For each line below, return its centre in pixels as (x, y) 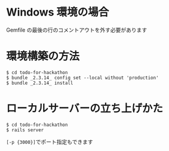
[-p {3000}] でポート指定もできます (50, 141)
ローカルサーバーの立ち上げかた (84, 109)
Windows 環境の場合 (58, 12)
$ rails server (25, 130)
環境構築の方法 (43, 56)
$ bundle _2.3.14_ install (40, 83)
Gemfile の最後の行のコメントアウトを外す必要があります (77, 30)
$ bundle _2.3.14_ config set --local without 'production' (83, 78)
